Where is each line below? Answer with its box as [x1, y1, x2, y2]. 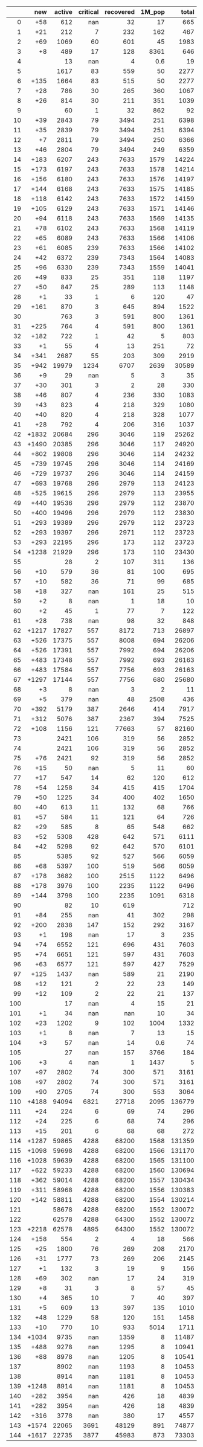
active [54, 8, 72, 16]
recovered [105, 8, 135, 16]
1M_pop [140, 8, 165, 16]
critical [78, 8, 99, 16]
